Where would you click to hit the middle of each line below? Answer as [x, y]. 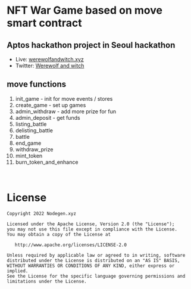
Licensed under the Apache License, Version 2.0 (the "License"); [91, 224]
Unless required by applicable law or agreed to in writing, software [96, 255]
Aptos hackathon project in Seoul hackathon [91, 45]
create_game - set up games [51, 105]
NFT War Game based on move [85, 10]
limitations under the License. [47, 281]
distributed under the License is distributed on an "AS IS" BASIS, [93, 260]
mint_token [29, 156]
